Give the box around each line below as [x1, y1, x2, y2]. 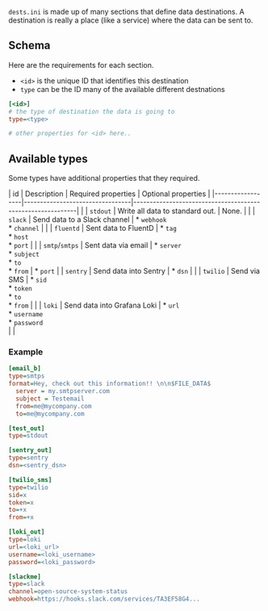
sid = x [8, 491, 27, 499]
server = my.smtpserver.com [15, 387, 111, 395]
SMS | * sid [8, 274, 47, 285]
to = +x [8, 506, 27, 514]
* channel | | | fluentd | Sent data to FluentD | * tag [8, 224, 178, 233]
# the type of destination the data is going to [8, 107, 175, 115]
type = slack [8, 580, 45, 588]
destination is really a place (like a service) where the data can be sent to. [8, 15, 253, 25]
